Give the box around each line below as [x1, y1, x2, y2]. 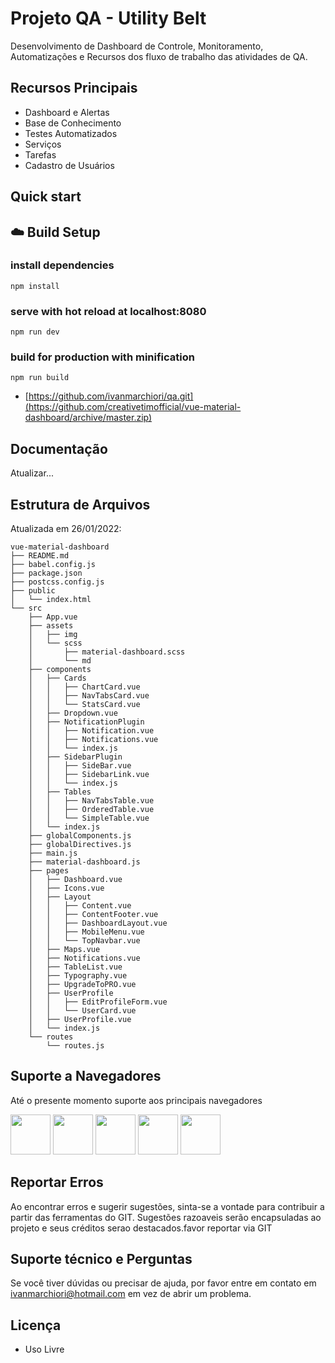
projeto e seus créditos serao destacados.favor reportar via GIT [10, 1222, 273, 1234]
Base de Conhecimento [24, 117, 122, 129]
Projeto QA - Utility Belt [10, 7, 207, 30]
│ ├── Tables [28, 787, 92, 797]
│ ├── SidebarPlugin [28, 752, 123, 762]
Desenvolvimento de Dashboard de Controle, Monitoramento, [10, 40, 264, 52]
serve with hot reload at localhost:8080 [10, 304, 207, 318]
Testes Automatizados [24, 127, 118, 139]
